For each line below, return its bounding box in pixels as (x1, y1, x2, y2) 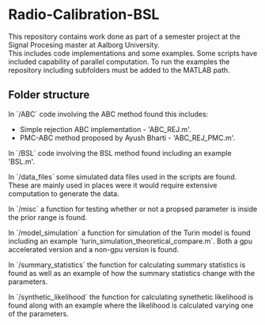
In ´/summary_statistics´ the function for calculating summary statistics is (8, 259, 246, 270)
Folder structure (8, 89, 90, 102)
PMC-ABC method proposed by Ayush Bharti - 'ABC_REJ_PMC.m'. (19, 133, 236, 142)
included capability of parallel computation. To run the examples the (8, 57, 230, 66)
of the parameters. (8, 308, 69, 318)
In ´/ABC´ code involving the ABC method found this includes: (8, 109, 209, 119)
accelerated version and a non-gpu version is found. (8, 244, 180, 254)
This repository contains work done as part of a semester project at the (8, 32, 241, 41)
